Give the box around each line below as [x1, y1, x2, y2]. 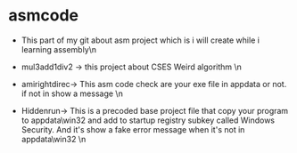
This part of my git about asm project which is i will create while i [21, 35, 260, 45]
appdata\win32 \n [21, 133, 87, 144]
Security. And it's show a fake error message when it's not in [21, 124, 245, 134]
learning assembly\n [21, 44, 97, 54]
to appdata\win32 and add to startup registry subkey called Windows [21, 115, 276, 125]
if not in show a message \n [21, 88, 124, 99]
